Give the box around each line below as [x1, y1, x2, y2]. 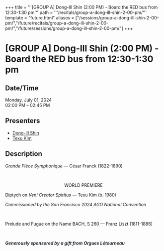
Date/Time [5, 84, 39, 92]
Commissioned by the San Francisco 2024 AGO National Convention [5, 201, 147, 207]
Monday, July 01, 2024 [5, 97, 52, 103]
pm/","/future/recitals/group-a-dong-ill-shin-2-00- [5, 20, 109, 26]
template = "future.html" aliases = [5, 15, 75, 20]
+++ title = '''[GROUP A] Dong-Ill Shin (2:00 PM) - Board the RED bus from [5, 4, 158, 10]
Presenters [5, 117, 40, 125]
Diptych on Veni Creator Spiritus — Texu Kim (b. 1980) [5, 192, 117, 198]
